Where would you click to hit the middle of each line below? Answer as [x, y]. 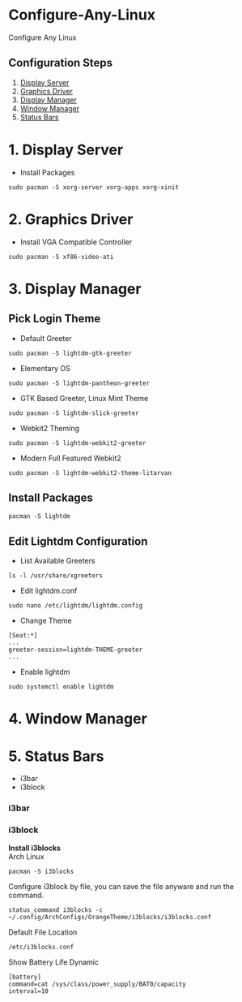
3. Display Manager [75, 289]
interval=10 [28, 991]
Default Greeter [46, 338]
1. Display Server [66, 150]
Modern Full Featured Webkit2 [70, 458]
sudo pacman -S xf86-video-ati [61, 257]
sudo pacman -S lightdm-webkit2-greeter [78, 443]
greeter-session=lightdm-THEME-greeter [76, 650]
